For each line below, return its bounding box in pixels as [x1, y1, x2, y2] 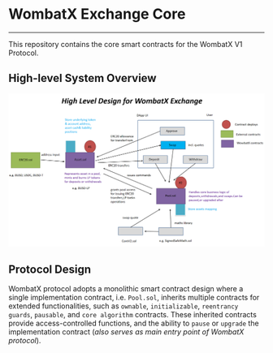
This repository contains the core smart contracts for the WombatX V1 [8, 39, 243, 49]
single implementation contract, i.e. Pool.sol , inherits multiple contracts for [8, 293, 260, 303]
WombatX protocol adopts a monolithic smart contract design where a [8, 284, 244, 294]
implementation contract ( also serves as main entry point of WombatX [8, 327, 245, 337]
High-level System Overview [8, 71, 157, 85]
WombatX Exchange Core [8, 5, 186, 24]
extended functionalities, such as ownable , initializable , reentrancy [8, 301, 239, 311]
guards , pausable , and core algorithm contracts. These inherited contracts [8, 310, 258, 320]
